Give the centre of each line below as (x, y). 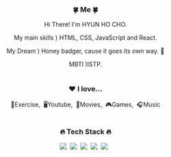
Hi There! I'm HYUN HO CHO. (85, 25)
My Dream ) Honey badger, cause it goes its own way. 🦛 (85, 51)
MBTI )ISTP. (85, 64)
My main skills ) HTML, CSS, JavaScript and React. (85, 38)
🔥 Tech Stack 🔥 (85, 132)
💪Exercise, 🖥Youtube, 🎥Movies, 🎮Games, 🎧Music (85, 104)
